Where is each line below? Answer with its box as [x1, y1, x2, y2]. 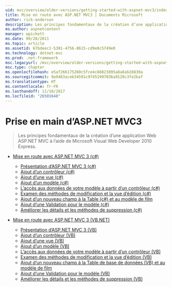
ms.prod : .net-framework [5, 55, 58, 61]
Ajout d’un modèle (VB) [20, 243, 70, 250]
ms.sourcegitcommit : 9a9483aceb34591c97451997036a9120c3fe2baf [5, 74, 143, 80]
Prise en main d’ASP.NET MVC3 [5, 116, 142, 127]
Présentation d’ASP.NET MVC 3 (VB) [20, 227, 97, 233]
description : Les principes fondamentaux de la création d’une [5, 22, 143, 27]
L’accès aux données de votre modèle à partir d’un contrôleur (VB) [20, 248, 161, 255]
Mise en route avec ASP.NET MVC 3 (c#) [12, 154, 99, 160]
